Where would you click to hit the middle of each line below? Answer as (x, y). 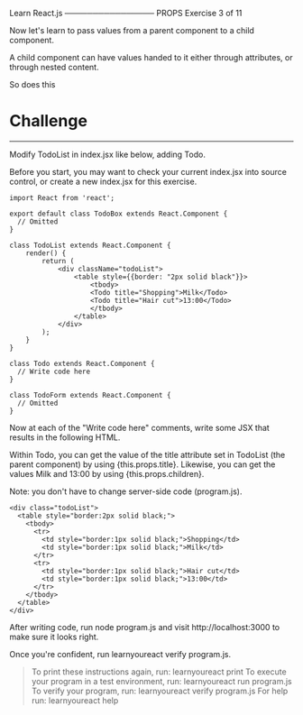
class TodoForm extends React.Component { (90, 395)
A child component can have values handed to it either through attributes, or (151, 57)
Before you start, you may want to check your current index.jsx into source (148, 171)
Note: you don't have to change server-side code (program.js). (126, 491)
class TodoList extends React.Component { (90, 245)
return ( (58, 261)
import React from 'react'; (62, 197)
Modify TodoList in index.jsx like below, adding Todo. (107, 154)
